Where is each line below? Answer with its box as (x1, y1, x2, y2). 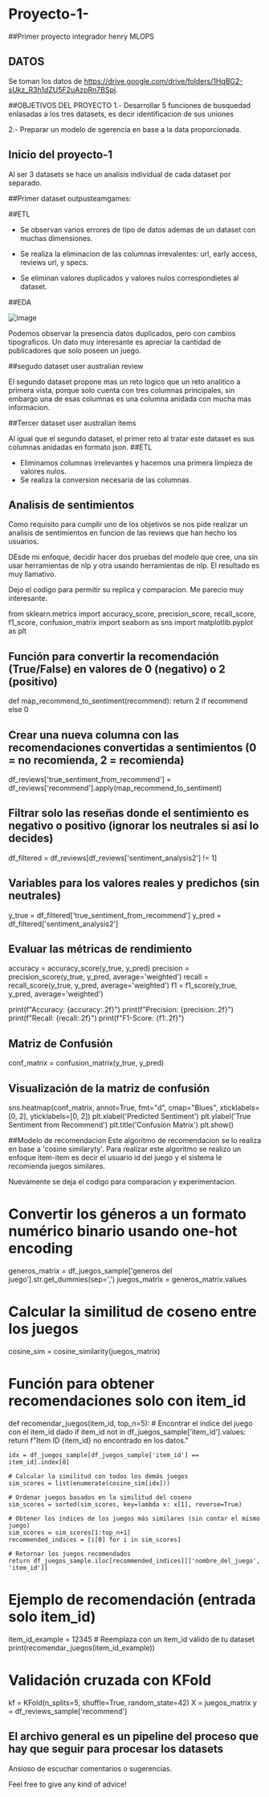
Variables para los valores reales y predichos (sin (8, 876, 259, 890)
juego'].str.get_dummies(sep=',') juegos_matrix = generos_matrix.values (8, 1274, 247, 1284)
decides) (8, 831, 54, 846)
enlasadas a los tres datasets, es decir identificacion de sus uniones (8, 109, 234, 118)
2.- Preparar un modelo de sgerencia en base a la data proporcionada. (8, 124, 242, 134)
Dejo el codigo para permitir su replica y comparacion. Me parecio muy (8, 585, 244, 594)
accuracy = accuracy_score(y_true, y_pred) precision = (8, 963, 190, 973)
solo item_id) (8, 1608, 96, 1626)
